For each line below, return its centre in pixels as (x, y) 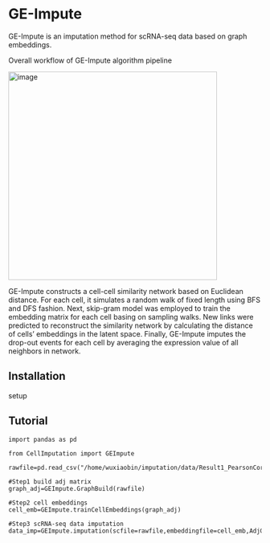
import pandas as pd (43, 439)
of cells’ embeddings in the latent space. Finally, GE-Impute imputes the (127, 333)
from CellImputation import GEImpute (72, 453)
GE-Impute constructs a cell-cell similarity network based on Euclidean (126, 291)
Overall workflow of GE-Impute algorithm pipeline (90, 60)
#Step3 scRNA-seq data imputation (66, 524)
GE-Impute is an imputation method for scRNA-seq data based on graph (128, 36)
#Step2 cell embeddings (48, 503)
